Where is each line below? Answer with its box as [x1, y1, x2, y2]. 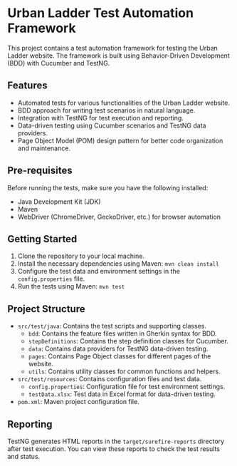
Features [7, 80, 48, 92]
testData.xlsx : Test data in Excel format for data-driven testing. [28, 390, 216, 398]
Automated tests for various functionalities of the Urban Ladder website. [17, 98, 230, 107]
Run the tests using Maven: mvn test [17, 282, 125, 291]
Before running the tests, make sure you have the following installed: [7, 183, 209, 192]
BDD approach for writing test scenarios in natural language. [17, 105, 196, 115]
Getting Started [7, 233, 78, 245]
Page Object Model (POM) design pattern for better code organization [17, 136, 223, 145]
